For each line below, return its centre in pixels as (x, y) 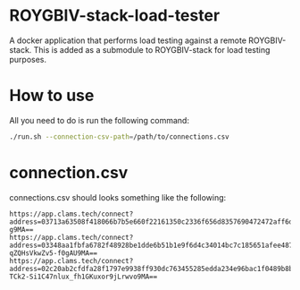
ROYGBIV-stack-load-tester (115, 16)
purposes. (28, 59)
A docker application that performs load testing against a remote (128, 40)
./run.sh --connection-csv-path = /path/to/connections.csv (119, 136)
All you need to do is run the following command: (100, 120)
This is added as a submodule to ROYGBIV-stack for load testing (152, 49)
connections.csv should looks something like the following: (118, 197)
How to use (52, 96)
